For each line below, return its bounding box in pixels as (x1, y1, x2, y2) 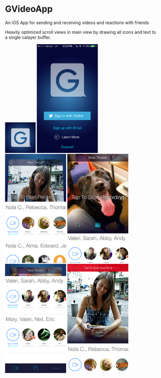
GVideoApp (5, 3, 53, 15)
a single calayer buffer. (5, 34, 51, 40)
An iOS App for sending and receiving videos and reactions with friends (5, 20, 149, 25)
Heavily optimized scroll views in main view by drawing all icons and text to (5, 29, 156, 35)
